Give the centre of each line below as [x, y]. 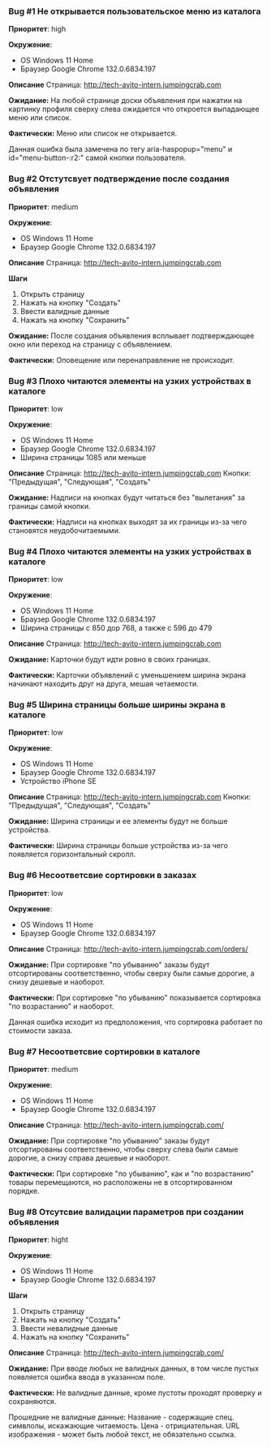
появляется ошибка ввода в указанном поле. [87, 1377]
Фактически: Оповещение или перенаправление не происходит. [122, 360]
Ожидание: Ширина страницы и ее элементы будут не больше [118, 821]
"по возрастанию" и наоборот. [61, 1006]
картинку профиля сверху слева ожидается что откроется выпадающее [134, 109]
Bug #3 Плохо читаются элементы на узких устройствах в [130, 381]
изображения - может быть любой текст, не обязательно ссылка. [123, 1435]
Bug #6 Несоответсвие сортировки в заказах [103, 876]
